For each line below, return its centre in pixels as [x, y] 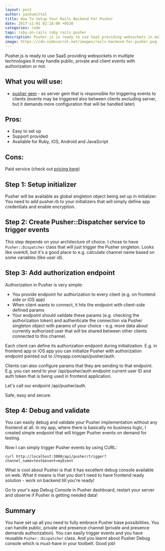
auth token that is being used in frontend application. [58, 376]
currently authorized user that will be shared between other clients [80, 331]
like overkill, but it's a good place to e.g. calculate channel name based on [80, 252]
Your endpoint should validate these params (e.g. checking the [76, 315]
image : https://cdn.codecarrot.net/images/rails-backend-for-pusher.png [81, 42]
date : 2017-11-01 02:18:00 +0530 [39, 23]
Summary [20, 510]
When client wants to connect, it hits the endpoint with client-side [79, 305]
